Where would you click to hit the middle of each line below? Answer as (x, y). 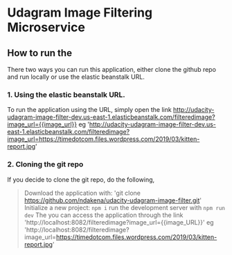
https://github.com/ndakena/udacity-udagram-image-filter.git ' (113, 200)
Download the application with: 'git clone (82, 193)
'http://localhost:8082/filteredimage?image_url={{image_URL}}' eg (119, 222)
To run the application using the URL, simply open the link (89, 110)
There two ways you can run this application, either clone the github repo (112, 69)
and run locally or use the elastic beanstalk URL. (76, 77)
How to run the (40, 53)
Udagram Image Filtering (80, 13)
